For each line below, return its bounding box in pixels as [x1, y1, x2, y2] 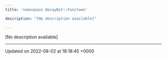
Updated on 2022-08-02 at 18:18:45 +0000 [5, 48, 94, 54]
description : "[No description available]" [5, 16, 97, 21]
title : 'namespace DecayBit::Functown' [5, 7, 88, 12]
